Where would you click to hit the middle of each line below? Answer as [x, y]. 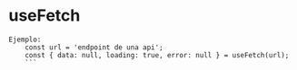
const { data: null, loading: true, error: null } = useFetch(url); [157, 55]
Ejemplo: [25, 39]
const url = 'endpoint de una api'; [94, 47]
